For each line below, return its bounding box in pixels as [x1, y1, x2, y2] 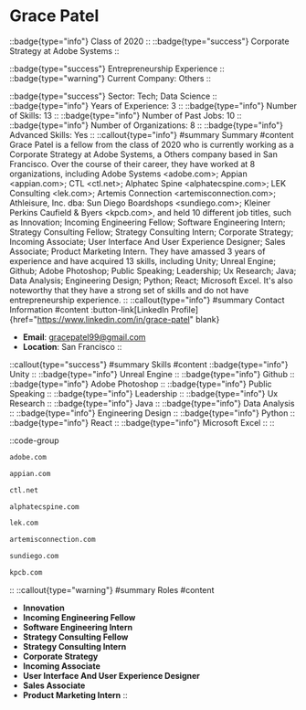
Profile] [170, 303, 199, 315]
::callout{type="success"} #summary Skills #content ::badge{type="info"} [9, 358, 289, 370]
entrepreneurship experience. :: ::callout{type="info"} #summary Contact [9, 294, 285, 305]
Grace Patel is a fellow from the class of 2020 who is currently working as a [9, 139, 294, 150]
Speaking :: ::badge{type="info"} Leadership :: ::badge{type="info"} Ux [9, 387, 279, 398]
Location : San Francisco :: [22, 341, 122, 352]
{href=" [9, 313, 38, 324]
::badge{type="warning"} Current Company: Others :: [9, 72, 212, 83]
